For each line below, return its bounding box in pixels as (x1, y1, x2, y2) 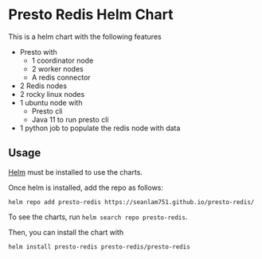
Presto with (19, 47, 57, 56)
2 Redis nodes (19, 81, 68, 91)
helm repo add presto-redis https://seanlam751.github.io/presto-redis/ (8, 198, 255, 206)
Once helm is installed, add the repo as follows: (8, 183, 164, 192)
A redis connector (31, 72, 91, 82)
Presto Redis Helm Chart (8, 6, 174, 24)
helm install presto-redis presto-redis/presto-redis (8, 242, 191, 251)
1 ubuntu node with (19, 98, 83, 107)
